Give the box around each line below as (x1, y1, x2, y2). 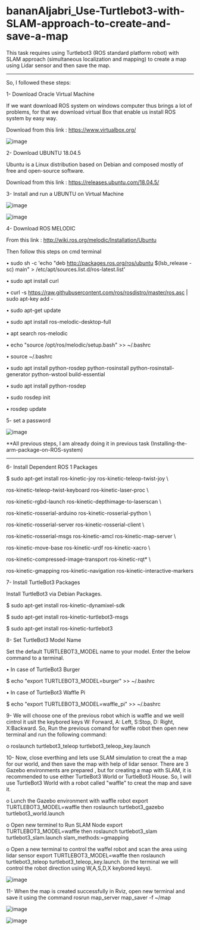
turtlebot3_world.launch (6, 810, 65, 817)
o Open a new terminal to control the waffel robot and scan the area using (6, 845, 187, 853)
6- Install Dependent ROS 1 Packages (6, 463, 98, 470)
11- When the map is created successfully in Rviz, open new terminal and (6, 887, 185, 894)
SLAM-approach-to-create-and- (6, 17, 171, 30)
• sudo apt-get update (6, 307, 61, 314)
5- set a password (6, 417, 51, 424)
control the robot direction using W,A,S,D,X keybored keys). (6, 865, 152, 872)
